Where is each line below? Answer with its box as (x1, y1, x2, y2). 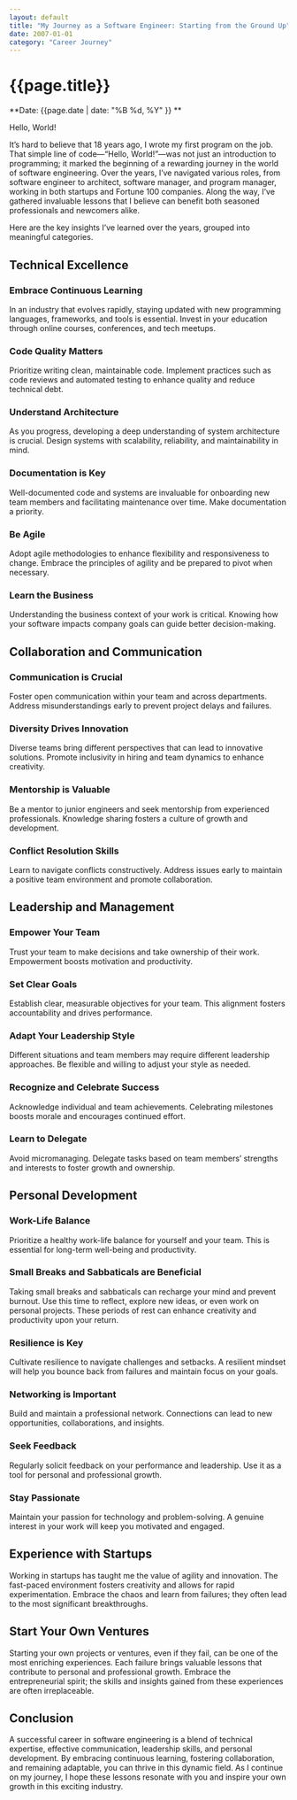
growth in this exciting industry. (9, 1781, 124, 1792)
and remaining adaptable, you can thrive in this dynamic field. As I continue (9, 1763, 284, 1773)
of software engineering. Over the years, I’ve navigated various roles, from (9, 167, 281, 178)
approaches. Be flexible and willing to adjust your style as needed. (9, 1059, 251, 1070)
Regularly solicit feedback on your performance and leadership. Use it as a (9, 1460, 282, 1471)
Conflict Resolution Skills (9, 845, 119, 857)
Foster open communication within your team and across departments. (9, 691, 268, 702)
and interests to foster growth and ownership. (9, 1162, 176, 1173)
